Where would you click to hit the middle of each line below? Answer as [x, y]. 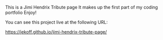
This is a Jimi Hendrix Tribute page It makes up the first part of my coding [82, 7]
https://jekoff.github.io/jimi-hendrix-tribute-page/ [56, 32]
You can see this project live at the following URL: [57, 22]
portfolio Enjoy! [21, 12]
